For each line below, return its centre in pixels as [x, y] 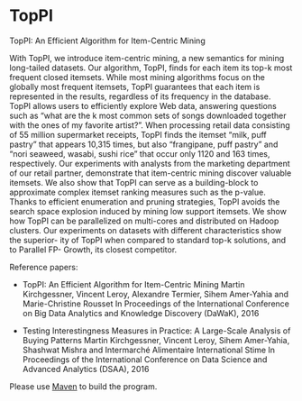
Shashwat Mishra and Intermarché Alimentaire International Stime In [149, 350]
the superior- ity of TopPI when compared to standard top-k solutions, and [148, 240]
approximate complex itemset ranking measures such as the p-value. [137, 192]
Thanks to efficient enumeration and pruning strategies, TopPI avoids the [145, 201]
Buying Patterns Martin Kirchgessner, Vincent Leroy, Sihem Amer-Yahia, [156, 340]
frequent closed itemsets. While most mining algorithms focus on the [137, 77]
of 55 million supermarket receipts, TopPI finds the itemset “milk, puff [138, 134]
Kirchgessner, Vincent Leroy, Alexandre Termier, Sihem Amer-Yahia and [156, 294]
